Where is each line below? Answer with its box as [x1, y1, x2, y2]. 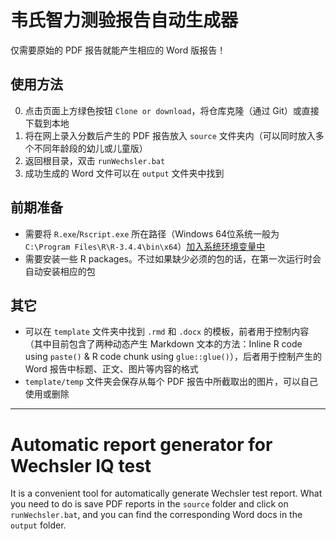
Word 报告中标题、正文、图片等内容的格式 [24, 363, 199, 375]
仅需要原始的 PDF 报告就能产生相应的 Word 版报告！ [10, 44, 227, 56]
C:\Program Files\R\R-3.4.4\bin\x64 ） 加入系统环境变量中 [24, 240, 266, 252]
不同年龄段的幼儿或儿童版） [33, 142, 148, 154]
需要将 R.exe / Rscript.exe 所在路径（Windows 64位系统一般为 [24, 227, 280, 240]
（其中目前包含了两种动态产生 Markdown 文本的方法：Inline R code [24, 338, 303, 350]
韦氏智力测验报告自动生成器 [10, 9, 239, 32]
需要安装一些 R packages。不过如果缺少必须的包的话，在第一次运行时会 [24, 252, 322, 265]
